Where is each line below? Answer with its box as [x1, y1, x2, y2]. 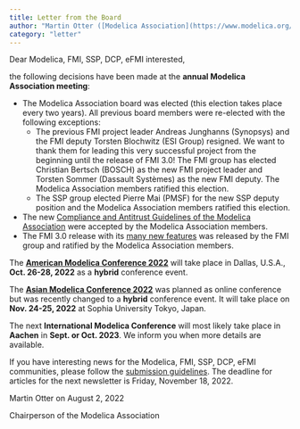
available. [9, 340, 45, 351]
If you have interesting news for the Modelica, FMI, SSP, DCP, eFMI [9, 357, 256, 367]
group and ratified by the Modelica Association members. [21, 240, 234, 251]
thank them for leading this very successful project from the [35, 145, 257, 156]
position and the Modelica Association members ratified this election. [35, 202, 290, 213]
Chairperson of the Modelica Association [9, 410, 160, 421]
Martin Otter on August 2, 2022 [9, 393, 125, 404]
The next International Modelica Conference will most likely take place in [9, 320, 281, 331]
